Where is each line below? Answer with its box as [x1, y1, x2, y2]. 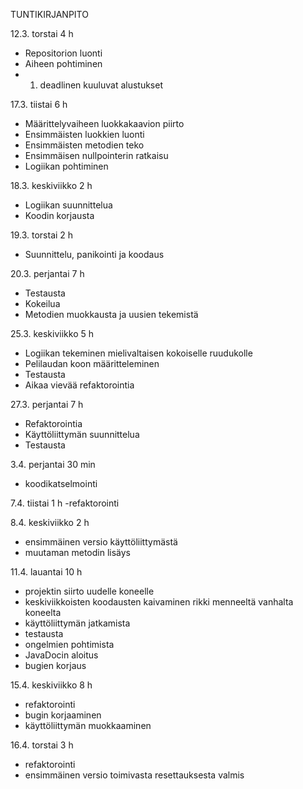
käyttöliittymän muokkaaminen [24, 720, 152, 731]
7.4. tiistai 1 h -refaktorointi [10, 497, 120, 509]
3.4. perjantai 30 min [10, 459, 96, 470]
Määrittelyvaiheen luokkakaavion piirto [24, 118, 185, 129]
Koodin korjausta [24, 210, 95, 221]
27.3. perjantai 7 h [10, 399, 84, 410]
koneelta [24, 607, 62, 618]
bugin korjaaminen [24, 709, 102, 721]
